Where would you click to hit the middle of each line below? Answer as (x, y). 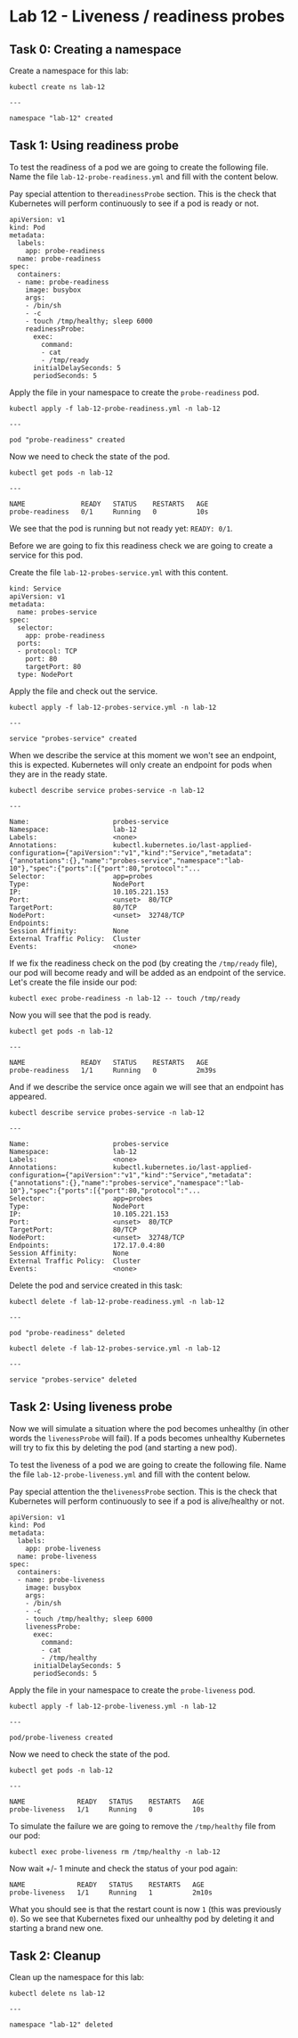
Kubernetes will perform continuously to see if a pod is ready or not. (134, 203)
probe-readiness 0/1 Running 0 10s (109, 512)
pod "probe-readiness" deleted (67, 1333)
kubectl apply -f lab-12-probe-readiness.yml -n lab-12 (115, 408)
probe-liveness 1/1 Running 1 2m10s (111, 1893)
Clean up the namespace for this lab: (77, 1977)
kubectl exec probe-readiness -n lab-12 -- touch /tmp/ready (125, 998)
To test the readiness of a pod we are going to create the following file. (139, 167)
